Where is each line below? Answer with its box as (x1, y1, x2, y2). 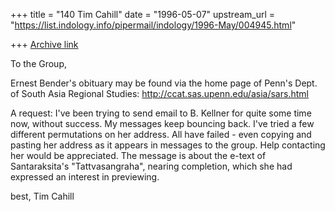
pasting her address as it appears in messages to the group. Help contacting (10, 139, 326, 151)
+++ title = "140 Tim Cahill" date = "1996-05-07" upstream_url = (10, 9, 276, 20)
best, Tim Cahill (10, 190, 75, 202)
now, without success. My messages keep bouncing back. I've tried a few (10, 118, 315, 129)
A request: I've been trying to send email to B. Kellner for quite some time (10, 107, 312, 119)
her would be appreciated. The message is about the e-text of (10, 150, 267, 161)
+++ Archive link (10, 39, 79, 50)
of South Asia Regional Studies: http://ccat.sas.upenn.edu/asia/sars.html (10, 88, 309, 99)
